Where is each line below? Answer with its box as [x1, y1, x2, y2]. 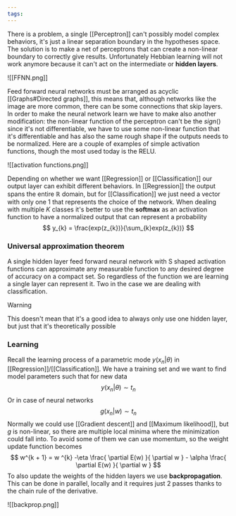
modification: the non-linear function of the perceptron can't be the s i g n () [7, 117, 221, 125]
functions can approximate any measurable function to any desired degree [7, 264, 224, 273]
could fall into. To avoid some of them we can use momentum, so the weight [7, 434, 229, 443]
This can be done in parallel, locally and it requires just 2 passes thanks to [7, 479, 222, 487]
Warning [7, 300, 32, 309]
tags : [7, 10, 23, 18]
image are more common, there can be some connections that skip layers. [7, 102, 223, 110]
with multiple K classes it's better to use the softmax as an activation [7, 205, 208, 214]
